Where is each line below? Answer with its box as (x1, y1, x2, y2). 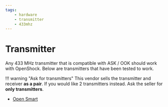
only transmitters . (5, 86, 44, 92)
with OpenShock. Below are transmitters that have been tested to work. (5, 65, 154, 72)
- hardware (14, 12, 37, 17)
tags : (5, 7, 17, 13)
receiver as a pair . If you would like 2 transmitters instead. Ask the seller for (5, 81, 163, 87)
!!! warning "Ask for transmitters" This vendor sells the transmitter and (5, 76, 151, 82)
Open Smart (12, 96, 38, 102)
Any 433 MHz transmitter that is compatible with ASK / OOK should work (5, 60, 157, 66)
